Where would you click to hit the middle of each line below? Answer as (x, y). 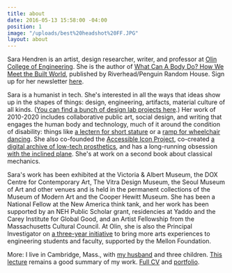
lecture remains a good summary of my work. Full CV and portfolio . (103, 262)
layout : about (28, 40)
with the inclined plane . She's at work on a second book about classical (110, 154)
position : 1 (24, 26)
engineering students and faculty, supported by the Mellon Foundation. (109, 241)
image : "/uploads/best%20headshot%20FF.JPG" (73, 33)
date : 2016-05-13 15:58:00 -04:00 (57, 20)
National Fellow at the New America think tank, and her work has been (108, 204)
